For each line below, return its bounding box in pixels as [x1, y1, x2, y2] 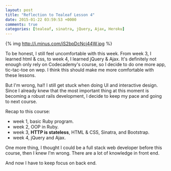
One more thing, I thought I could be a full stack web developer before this [5, 144, 162, 151]
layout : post [5, 7, 33, 13]
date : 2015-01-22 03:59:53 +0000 [5, 17, 77, 22]
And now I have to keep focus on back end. [5, 160, 97, 166]
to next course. [5, 98, 37, 105]
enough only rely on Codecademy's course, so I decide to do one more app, [5, 61, 166, 68]
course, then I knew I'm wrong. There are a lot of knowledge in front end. [5, 150, 160, 156]
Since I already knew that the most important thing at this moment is [5, 88, 149, 94]
